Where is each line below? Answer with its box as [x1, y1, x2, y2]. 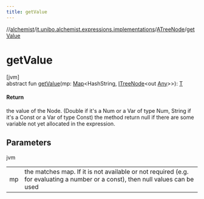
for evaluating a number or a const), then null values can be [24, 175, 194, 183]
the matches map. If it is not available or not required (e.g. [24, 167, 189, 176]
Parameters [6, 138, 52, 148]
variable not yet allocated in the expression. [6, 120, 115, 127]
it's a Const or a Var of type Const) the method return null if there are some [6, 113, 194, 121]
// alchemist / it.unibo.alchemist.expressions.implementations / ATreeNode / [6, 25, 187, 33]
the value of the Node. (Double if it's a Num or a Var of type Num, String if [6, 107, 191, 114]
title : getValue [6, 8, 47, 15]
